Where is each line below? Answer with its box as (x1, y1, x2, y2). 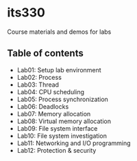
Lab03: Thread (16, 80, 60, 89)
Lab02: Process (16, 73, 62, 81)
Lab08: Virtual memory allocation (16, 117, 112, 125)
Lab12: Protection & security (16, 146, 97, 154)
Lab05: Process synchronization (16, 95, 108, 103)
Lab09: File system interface (16, 124, 98, 132)
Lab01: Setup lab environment (16, 65, 101, 74)
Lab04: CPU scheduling (16, 87, 84, 96)
